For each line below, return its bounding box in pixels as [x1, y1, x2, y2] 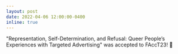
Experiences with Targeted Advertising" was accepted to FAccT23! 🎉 [6, 41, 173, 48]
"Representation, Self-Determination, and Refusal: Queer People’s [6, 35, 166, 42]
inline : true [6, 19, 38, 25]
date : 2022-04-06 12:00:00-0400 [6, 14, 85, 20]
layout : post [6, 8, 38, 15]
